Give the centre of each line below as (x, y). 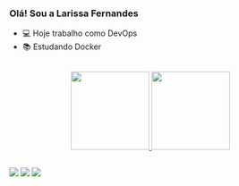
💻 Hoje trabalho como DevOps (80, 33)
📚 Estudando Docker (62, 46)
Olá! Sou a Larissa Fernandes (74, 13)
